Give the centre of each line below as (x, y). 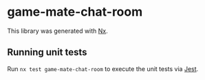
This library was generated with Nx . (57, 31)
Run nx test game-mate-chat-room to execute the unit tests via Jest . (103, 68)
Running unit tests (47, 52)
